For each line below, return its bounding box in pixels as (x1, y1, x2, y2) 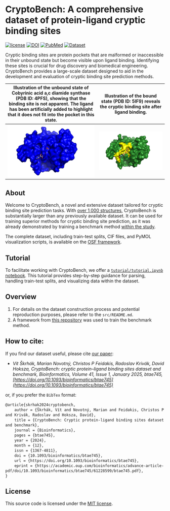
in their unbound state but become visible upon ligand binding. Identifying (5, 57, 159, 63)
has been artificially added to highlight (9, 106, 93, 112)
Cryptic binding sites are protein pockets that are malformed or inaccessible (5, 52, 164, 58)
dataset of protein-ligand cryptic (5, 14, 146, 26)
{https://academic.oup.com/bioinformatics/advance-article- (34, 463, 164, 468)
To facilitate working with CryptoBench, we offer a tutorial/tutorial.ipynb (5, 267, 163, 273)
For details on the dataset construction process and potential (12, 306, 140, 312)
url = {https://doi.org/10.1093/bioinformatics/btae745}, (14, 458, 139, 463)
